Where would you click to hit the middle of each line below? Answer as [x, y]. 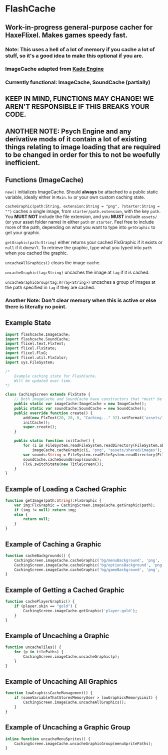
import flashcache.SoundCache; [38, 339]
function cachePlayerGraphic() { [40, 602]
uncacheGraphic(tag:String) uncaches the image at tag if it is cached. [77, 272]
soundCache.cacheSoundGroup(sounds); [62, 459]
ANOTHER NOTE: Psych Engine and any [68, 132]
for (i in [33, 446]
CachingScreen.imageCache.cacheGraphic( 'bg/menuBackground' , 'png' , [87, 560]
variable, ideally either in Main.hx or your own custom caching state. [75, 197]
